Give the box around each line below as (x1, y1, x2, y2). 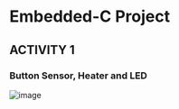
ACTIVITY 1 (9, 42, 75, 58)
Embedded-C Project (9, 6, 170, 27)
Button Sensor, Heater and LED (9, 69, 147, 82)
